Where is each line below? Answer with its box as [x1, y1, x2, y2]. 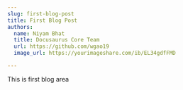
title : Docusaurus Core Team [13, 37, 100, 44]
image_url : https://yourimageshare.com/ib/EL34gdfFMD [13, 50, 176, 57]
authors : [7, 23, 33, 30]
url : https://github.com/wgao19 [13, 43, 110, 50]
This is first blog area [7, 75, 70, 83]
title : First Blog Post [7, 17, 78, 24]
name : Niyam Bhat [13, 30, 65, 37]
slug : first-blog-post [7, 10, 74, 18]
